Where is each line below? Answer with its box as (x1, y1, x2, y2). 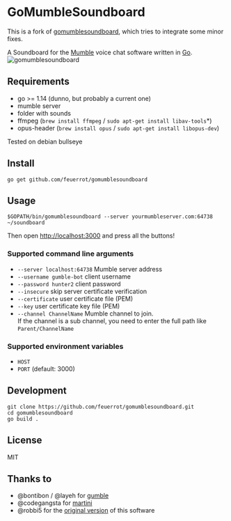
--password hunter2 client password (17, 279, 121, 288)
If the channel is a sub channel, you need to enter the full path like (17, 316, 207, 325)
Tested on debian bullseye (7, 137, 83, 146)
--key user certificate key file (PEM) (17, 302, 120, 310)
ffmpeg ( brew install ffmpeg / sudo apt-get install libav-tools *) (17, 116, 212, 125)
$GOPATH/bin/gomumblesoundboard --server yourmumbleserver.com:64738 (7, 213, 214, 220)
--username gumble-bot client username (17, 272, 131, 281)
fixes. (7, 34, 23, 42)
